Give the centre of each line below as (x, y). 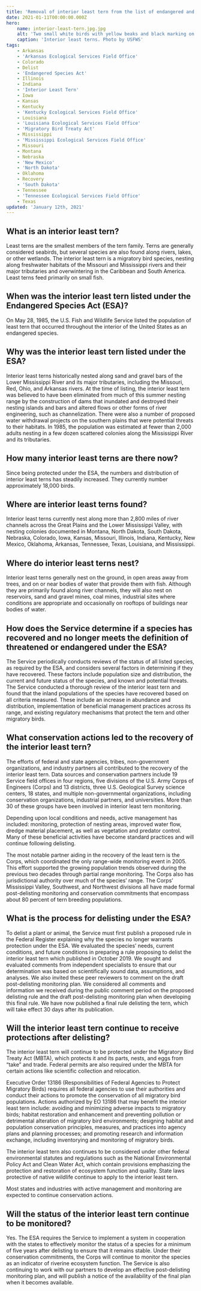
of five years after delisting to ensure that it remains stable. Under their (94, 1251)
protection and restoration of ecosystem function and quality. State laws (95, 1171)
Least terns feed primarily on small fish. (55, 278)
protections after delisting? (58, 1038)
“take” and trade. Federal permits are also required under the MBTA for (94, 1065)
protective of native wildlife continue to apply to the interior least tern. (92, 1177)
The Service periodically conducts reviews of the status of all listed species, (100, 661)
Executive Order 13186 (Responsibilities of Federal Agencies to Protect (93, 1083)
